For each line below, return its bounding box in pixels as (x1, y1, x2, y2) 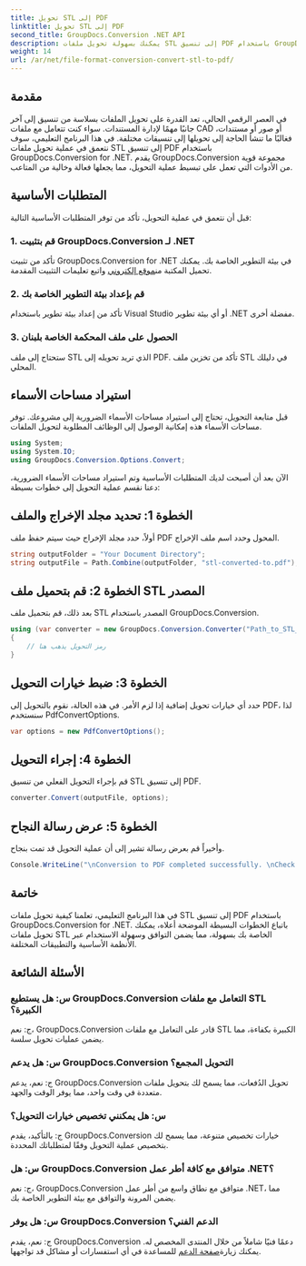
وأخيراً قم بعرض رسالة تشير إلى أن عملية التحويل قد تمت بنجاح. (10, 843, 225, 854)
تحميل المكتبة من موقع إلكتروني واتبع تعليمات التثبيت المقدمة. (10, 264, 212, 275)
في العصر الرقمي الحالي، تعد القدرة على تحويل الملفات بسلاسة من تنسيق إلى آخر (10, 113, 287, 124)
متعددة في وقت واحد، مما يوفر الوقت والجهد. (10, 1086, 163, 1097)
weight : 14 (10, 47, 52, 56)
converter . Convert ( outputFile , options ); (10, 794, 170, 803)
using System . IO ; (10, 447, 76, 457)
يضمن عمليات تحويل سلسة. (10, 1034, 104, 1044)
